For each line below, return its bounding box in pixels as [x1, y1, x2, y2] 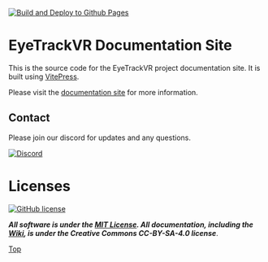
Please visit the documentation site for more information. [8, 87, 199, 97]
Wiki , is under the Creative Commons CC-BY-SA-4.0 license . [8, 228, 219, 238]
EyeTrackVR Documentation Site [8, 37, 233, 55]
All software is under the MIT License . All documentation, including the [8, 220, 254, 229]
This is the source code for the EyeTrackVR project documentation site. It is [8, 63, 261, 72]
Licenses [8, 177, 71, 195]
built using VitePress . [8, 72, 80, 81]
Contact [8, 111, 50, 125]
